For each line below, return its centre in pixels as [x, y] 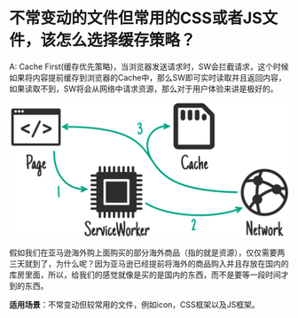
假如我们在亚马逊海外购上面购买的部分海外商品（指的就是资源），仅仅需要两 [147, 252]
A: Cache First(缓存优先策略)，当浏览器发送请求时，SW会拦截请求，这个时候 [149, 66]
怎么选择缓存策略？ [126, 40]
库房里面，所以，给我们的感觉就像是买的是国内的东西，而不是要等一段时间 [145, 275]
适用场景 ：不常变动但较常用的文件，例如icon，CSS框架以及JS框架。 [134, 305]
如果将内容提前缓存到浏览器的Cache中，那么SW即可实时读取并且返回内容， [148, 77]
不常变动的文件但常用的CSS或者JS [136, 18]
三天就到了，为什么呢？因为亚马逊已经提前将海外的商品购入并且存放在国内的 [149, 264]
